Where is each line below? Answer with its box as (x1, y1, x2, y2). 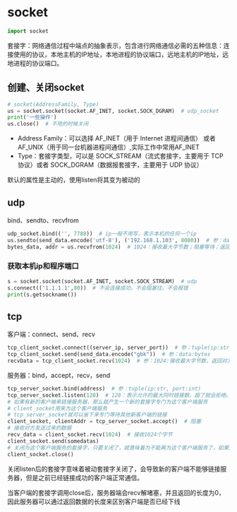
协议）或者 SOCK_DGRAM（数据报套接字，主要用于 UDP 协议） (17, 160, 203, 169)
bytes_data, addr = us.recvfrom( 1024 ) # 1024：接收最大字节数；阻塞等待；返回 (7, 243, 231, 251)
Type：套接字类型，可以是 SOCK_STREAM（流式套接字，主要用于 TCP (17, 152, 224, 160)
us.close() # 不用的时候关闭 (7, 121, 89, 128)
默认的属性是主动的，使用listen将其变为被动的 (7, 176, 141, 184)
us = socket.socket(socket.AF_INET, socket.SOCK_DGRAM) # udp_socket (7, 107, 219, 114)
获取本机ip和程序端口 (7, 261, 79, 271)
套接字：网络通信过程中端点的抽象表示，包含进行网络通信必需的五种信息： (7, 41, 224, 49)
